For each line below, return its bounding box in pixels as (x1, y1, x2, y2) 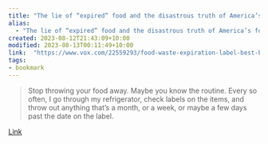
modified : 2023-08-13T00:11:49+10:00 (8, 42, 134, 50)
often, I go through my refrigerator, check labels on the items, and (27, 94, 245, 104)
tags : (8, 57, 26, 65)
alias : (8, 19, 30, 27)
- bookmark (8, 64, 45, 72)
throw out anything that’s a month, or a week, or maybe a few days (27, 102, 247, 112)
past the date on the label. (27, 111, 114, 121)
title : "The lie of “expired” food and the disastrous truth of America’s (8, 11, 262, 20)
